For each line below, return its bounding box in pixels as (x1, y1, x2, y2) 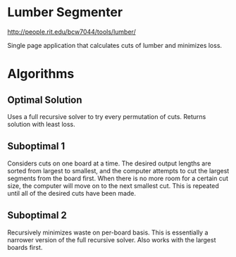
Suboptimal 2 (7, 209, 67, 222)
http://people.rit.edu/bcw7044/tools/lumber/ (7, 27, 136, 36)
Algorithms (7, 66, 75, 82)
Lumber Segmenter (7, 4, 123, 20)
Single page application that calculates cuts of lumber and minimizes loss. (7, 41, 223, 49)
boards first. (7, 243, 43, 251)
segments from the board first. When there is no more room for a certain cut (7, 174, 229, 182)
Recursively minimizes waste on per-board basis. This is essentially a (7, 228, 209, 237)
